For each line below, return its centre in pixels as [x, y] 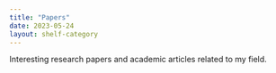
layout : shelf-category [54, 34]
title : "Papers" [40, 17]
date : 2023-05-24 [42, 26]
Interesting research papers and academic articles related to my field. [138, 60]
